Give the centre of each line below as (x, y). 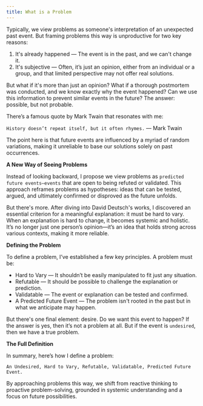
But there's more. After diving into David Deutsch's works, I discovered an (98, 207)
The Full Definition (30, 343)
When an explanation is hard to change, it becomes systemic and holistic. (98, 220)
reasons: (17, 42)
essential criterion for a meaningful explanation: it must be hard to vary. (95, 214)
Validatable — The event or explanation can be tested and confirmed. (102, 294)
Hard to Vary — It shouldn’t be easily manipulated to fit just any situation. (106, 275)
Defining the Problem (34, 245)
